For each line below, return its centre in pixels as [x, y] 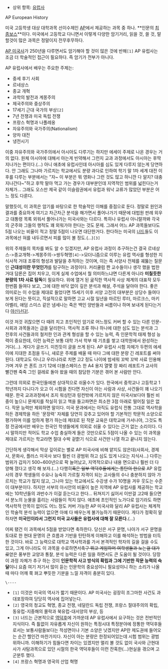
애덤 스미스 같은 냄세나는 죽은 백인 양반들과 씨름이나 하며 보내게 [82, 305]
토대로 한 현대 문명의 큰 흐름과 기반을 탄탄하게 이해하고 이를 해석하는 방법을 [78, 535]
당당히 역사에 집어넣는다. [58, 599]
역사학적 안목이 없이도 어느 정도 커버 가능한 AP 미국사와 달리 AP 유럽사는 [76, 506]
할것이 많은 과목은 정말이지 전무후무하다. [44, 40]
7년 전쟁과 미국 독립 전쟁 [36, 116]
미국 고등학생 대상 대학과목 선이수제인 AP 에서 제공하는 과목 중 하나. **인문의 [79, 28]
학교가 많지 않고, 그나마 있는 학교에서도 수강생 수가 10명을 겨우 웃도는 [86, 481]
